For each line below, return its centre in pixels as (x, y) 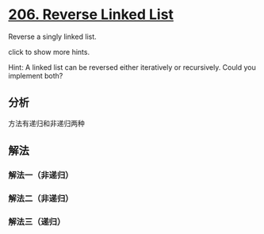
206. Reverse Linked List (91, 15)
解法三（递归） (37, 221)
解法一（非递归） (41, 175)
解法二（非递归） (41, 198)
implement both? (36, 75)
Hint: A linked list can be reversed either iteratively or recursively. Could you (132, 67)
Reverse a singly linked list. (52, 36)
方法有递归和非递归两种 (46, 123)
